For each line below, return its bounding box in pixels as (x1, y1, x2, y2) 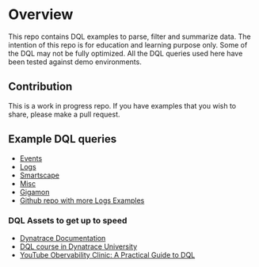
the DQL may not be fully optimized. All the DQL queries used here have (8, 48, 243, 58)
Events (19, 153, 43, 163)
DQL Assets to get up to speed (8, 216, 128, 227)
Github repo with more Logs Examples (19, 196, 145, 205)
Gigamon (19, 187, 50, 196)
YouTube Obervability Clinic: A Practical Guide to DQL (19, 250, 196, 259)
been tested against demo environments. (8, 57, 143, 67)
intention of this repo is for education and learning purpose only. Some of (8, 40, 248, 49)
